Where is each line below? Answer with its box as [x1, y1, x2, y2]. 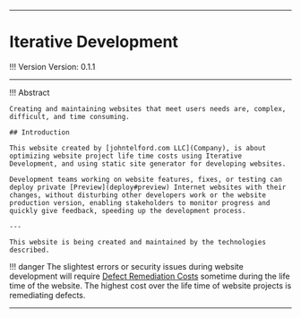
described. [9, 245, 50, 254]
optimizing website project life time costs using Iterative [9, 151, 243, 160]
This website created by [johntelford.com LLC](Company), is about [9, 143, 267, 152]
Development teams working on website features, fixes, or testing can [9, 175, 282, 184]
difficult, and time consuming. [9, 112, 130, 121]
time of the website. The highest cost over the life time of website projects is [9, 279, 292, 291]
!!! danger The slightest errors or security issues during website [9, 261, 244, 271]
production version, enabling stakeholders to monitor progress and [9, 198, 271, 207]
